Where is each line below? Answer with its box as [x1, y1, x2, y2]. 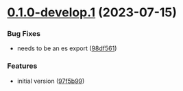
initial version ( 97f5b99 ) [16, 77, 85, 85]
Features [7, 61, 38, 71]
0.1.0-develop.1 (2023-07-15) [7, 5, 177, 20]
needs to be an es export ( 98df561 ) [16, 44, 117, 52]
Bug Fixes [7, 29, 41, 39]
